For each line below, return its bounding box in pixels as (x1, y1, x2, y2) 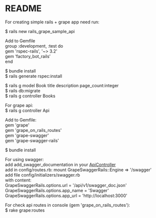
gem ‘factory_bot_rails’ (5, 53, 51, 59)
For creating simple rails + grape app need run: (5, 19, 100, 25)
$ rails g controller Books (5, 93, 56, 99)
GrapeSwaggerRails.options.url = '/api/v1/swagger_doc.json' (5, 182, 127, 188)
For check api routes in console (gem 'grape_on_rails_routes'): (5, 202, 130, 208)
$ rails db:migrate (5, 88, 40, 93)
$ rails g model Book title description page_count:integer (5, 82, 119, 88)
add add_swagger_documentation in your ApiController (5, 162, 116, 167)
